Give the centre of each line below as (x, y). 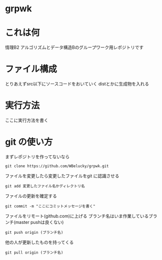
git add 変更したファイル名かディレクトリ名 (45, 186)
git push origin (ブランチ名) (34, 232)
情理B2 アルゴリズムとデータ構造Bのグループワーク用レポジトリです (74, 47)
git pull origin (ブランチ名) (34, 253)
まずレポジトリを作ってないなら (37, 157)
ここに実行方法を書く (27, 120)
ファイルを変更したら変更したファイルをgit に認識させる (62, 175)
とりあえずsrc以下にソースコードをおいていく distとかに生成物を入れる (77, 84)
